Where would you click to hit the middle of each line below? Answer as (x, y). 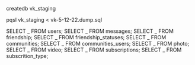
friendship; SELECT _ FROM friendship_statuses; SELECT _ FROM (86, 37)
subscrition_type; (27, 56)
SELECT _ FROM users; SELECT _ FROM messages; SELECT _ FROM (90, 31)
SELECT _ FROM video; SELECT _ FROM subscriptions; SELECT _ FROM (94, 50)
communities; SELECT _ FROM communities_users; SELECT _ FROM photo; (98, 44)
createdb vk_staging (31, 8)
